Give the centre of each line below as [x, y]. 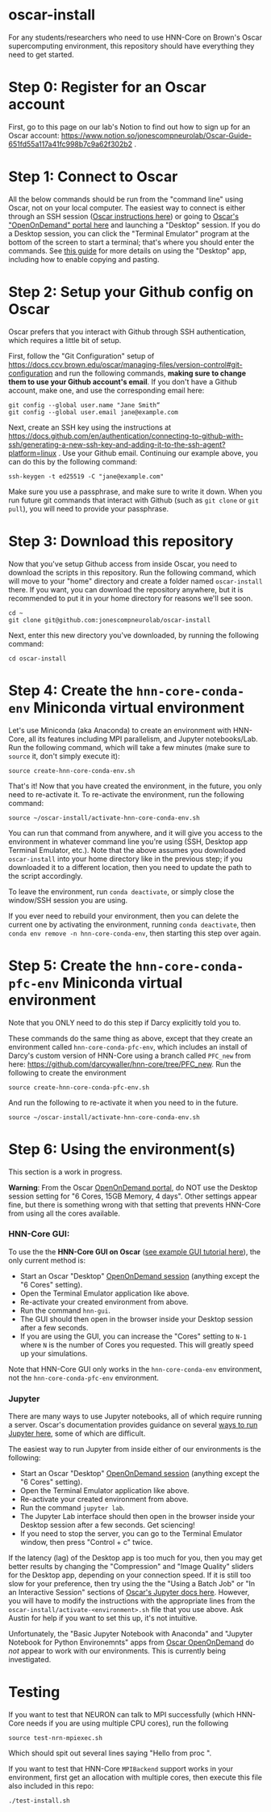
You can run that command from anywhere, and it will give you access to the [136, 833]
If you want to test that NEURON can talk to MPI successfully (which [122, 1715]
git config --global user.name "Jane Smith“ [84, 405]
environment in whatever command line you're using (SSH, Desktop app [128, 841]
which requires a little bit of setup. [65, 340]
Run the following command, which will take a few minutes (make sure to [129, 747]
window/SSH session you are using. [68, 900]
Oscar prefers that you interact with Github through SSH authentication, [127, 331]
